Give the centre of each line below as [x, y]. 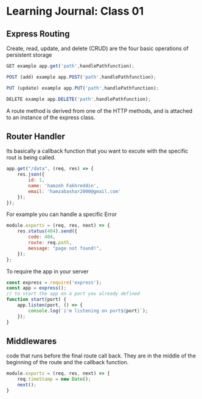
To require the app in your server [47, 271]
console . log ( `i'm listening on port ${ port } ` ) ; [88, 311]
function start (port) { [37, 300]
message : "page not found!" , [65, 248]
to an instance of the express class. [51, 117]
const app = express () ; [37, 288]
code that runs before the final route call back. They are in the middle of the [101, 356]
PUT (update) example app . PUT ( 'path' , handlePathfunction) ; [83, 88]
